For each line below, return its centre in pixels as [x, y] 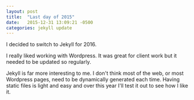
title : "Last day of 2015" [41, 17]
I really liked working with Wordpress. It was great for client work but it [92, 56]
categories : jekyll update [39, 28]
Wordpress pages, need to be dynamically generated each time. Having [93, 80]
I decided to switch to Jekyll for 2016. [51, 44]
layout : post [22, 11]
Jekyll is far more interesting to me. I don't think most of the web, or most [95, 73]
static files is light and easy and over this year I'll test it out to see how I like [97, 86]
